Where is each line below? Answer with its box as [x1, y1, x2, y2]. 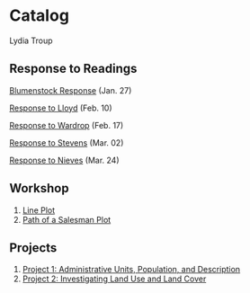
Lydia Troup [9, 35, 53, 46]
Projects [9, 240, 58, 255]
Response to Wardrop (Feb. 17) [9, 120, 124, 130]
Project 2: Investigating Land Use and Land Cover [22, 273, 207, 284]
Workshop [9, 181, 69, 196]
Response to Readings [9, 61, 138, 76]
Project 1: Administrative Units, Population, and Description [22, 264, 241, 275]
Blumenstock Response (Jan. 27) [9, 84, 132, 95]
